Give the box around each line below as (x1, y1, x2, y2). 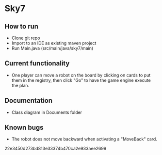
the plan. (11, 82, 30, 88)
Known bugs (4, 124, 44, 132)
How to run (4, 22, 39, 31)
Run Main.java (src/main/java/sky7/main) (11, 46, 94, 51)
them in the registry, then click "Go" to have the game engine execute (11, 77, 151, 83)
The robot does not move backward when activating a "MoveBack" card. (11, 136, 157, 142)
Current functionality (4, 59, 70, 68)
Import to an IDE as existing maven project (11, 40, 97, 46)
